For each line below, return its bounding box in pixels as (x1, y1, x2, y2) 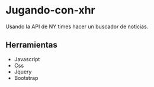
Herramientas (5, 40, 57, 50)
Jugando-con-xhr (5, 4, 95, 17)
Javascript (14, 55, 40, 62)
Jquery (14, 68, 32, 75)
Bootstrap (14, 74, 38, 81)
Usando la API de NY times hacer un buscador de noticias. (5, 23, 149, 30)
